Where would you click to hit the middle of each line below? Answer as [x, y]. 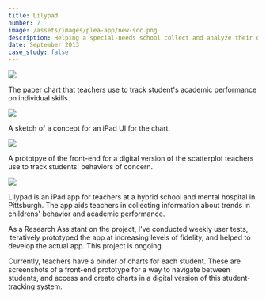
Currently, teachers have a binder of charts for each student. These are [125, 261]
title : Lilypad [33, 15]
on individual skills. [39, 98]
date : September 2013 [44, 45]
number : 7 [25, 23]
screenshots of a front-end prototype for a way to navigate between [120, 269]
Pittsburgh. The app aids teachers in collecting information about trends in [129, 205]
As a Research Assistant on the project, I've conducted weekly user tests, [128, 229]
